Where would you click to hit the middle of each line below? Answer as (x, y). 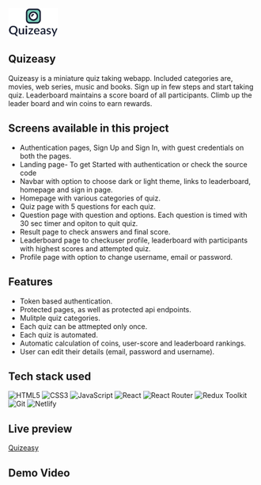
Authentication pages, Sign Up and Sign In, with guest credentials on (132, 147)
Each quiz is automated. (59, 334)
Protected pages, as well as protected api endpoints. (106, 309)
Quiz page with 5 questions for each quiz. (88, 206)
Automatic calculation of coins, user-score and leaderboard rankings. (133, 343)
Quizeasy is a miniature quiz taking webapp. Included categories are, (121, 78)
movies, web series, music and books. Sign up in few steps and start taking (131, 86)
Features (30, 282)
